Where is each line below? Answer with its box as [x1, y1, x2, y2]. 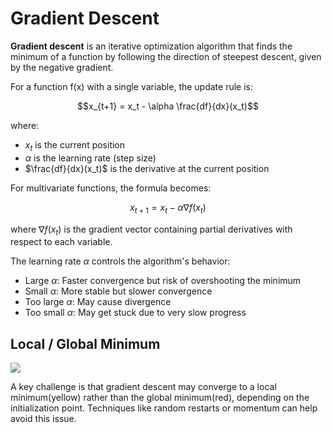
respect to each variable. [10, 236, 113, 248]
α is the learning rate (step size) [24, 152, 157, 164]
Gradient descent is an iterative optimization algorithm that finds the [10, 40, 293, 52]
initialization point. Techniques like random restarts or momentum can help [10, 402, 318, 414]
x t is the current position [24, 138, 126, 153]
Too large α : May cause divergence [24, 296, 172, 308]
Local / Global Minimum [10, 335, 161, 352]
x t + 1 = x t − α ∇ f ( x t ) [129, 201, 207, 216]
